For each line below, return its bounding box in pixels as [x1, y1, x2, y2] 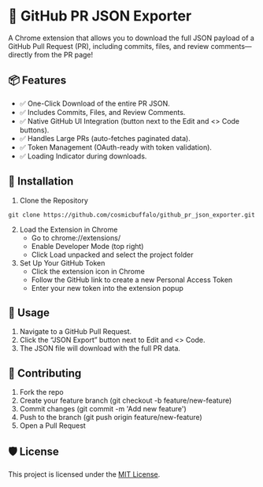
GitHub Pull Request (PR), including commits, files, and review [8, 41, 209, 50]
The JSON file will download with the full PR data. [19, 344, 181, 353]
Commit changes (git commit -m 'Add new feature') [19, 404, 187, 414]
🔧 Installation [8, 175, 74, 188]
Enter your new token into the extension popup [31, 283, 183, 292]
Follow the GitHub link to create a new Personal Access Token [31, 275, 233, 284]
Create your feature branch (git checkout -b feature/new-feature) [19, 396, 232, 405]
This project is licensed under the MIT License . [8, 470, 161, 479]
